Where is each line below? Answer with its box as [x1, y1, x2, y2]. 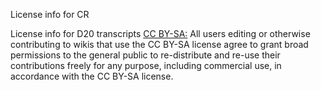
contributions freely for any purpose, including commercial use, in [10, 60, 282, 71]
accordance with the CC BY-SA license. [10, 70, 174, 82]
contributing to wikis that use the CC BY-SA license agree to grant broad [10, 39, 309, 50]
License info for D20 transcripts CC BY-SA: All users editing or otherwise [10, 28, 311, 39]
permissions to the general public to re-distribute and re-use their [10, 49, 281, 61]
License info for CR [10, 9, 90, 20]
